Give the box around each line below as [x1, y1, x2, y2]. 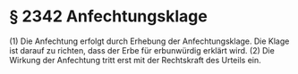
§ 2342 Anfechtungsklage [9, 6, 208, 27]
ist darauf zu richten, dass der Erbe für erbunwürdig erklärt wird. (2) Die [9, 45, 275, 55]
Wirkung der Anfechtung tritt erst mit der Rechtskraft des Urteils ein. [9, 54, 261, 65]
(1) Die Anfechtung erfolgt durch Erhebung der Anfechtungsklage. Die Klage [9, 36, 290, 46]
